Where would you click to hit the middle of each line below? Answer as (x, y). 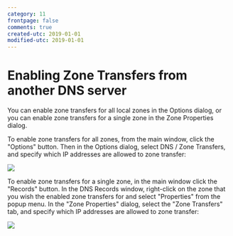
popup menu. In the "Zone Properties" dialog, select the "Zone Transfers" (115, 204)
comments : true (30, 27)
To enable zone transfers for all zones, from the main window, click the (111, 139)
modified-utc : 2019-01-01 (45, 41)
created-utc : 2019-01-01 (44, 34)
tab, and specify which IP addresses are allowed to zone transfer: (103, 212)
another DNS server (67, 91)
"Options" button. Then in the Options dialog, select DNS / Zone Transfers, (116, 147)
